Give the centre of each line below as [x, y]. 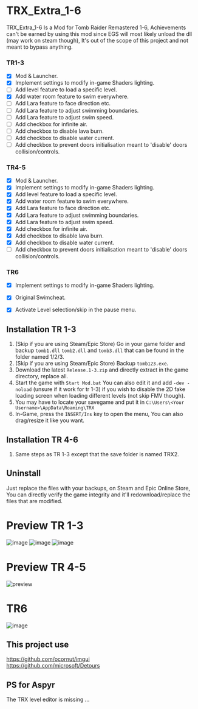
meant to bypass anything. [39, 47]
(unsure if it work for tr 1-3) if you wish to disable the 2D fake [109, 389]
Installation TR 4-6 [43, 439]
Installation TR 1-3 [41, 329]
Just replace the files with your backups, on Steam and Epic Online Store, [98, 488]
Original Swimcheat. [40, 298]
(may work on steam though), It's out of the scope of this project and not [97, 40]
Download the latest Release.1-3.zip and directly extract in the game [102, 370]
